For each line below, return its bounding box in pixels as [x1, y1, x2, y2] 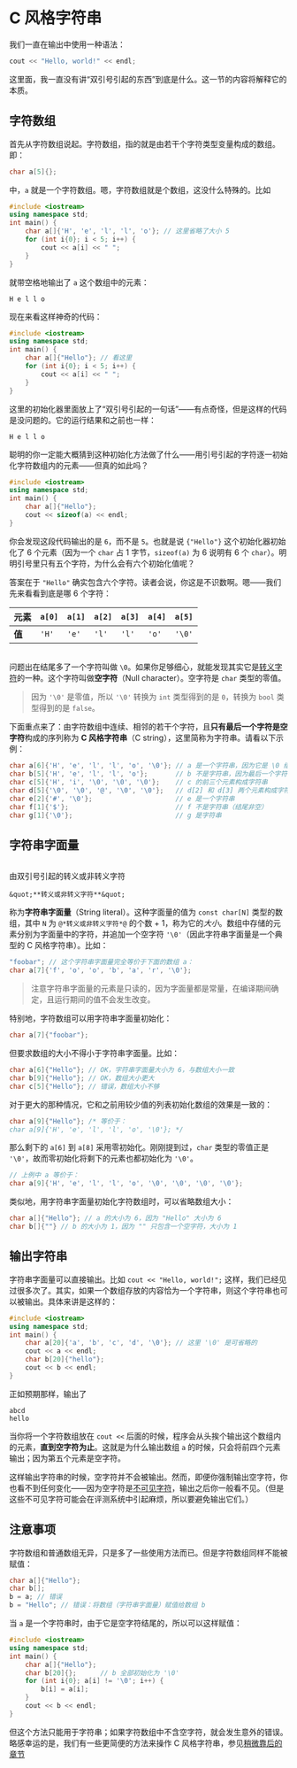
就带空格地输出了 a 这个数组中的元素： [9, 276, 150, 288]
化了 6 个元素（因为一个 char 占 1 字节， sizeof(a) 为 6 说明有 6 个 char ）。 [9, 546, 279, 558]
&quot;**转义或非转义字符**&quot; [9, 891, 126, 899]
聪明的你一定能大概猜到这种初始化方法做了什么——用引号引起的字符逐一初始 [9, 449, 288, 459]
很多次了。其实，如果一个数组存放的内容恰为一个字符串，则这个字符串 [16, 1285, 272, 1295]
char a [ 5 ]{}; [9, 167, 57, 176]
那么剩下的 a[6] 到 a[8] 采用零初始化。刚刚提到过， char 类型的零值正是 [9, 1142, 270, 1153]
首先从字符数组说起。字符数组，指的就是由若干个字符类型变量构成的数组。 [9, 138, 280, 149]
